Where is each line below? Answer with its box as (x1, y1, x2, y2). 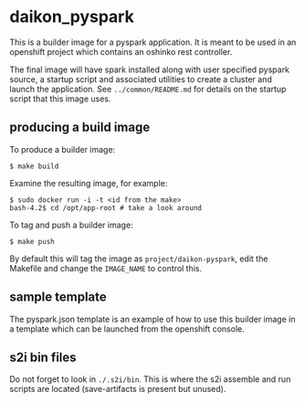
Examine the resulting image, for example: (9, 177, 168, 188)
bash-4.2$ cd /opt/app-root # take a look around (9, 203, 203, 212)
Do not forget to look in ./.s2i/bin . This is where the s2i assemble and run (9, 374, 291, 385)
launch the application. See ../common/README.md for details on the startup (9, 83, 287, 94)
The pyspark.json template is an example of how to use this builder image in (9, 313, 296, 324)
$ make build (9, 162, 59, 171)
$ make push (9, 237, 55, 246)
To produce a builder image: (9, 143, 116, 154)
